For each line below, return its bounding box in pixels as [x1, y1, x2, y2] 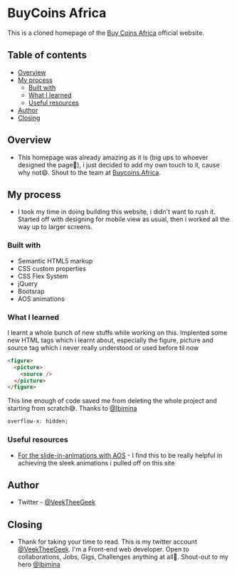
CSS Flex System [17, 272, 69, 280]
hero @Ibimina [17, 560, 60, 569]
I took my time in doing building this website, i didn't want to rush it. [17, 208, 216, 216]
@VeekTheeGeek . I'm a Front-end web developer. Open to [17, 545, 190, 554]
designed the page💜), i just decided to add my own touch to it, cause [17, 160, 220, 169]
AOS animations [17, 294, 65, 303]
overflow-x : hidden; [7, 418, 69, 425]
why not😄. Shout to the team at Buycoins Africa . [17, 168, 162, 176]
